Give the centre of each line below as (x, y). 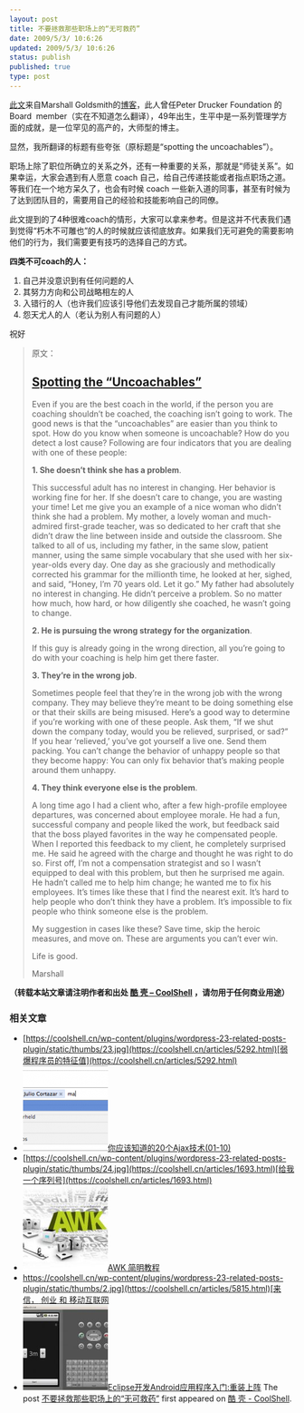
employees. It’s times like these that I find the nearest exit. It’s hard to (160, 892)
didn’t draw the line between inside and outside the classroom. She (157, 535)
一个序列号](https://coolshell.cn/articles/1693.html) (117, 1180)
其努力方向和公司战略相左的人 (78, 291)
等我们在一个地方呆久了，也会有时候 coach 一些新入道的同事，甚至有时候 (146, 188)
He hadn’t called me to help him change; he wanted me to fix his (151, 882)
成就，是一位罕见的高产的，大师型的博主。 (104, 127)
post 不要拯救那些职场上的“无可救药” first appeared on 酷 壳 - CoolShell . (157, 1398)
